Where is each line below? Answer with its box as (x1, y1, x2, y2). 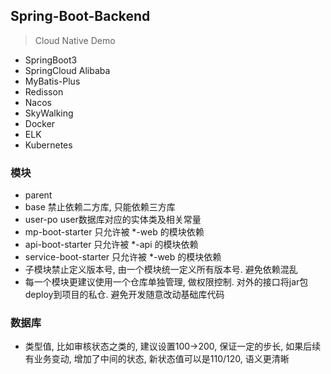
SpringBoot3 (24, 54, 78, 66)
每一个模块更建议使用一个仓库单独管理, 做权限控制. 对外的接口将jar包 (24, 276, 309, 288)
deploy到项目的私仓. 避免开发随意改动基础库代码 (24, 289, 225, 301)
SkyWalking (24, 107, 74, 119)
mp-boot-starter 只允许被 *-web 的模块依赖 (24, 226, 205, 238)
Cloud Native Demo (34, 34, 116, 46)
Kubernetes (24, 139, 73, 151)
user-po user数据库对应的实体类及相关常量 (24, 214, 202, 226)
